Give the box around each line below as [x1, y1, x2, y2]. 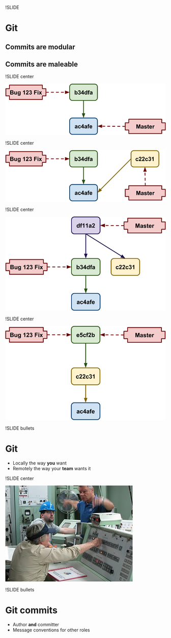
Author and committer [12, 621, 60, 627]
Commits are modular [5, 42, 75, 51]
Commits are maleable [5, 60, 78, 69]
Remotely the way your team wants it [12, 465, 91, 471]
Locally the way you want [12, 460, 67, 466]
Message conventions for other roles [12, 627, 90, 633]
